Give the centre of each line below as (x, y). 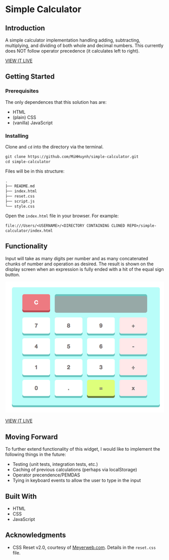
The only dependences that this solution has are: (56, 102)
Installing (17, 136)
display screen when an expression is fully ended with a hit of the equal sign (84, 269)
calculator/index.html (29, 231)
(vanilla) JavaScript (33, 123)
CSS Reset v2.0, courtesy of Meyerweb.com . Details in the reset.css (84, 547)
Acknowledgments (36, 535)
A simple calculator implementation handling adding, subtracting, (73, 40)
